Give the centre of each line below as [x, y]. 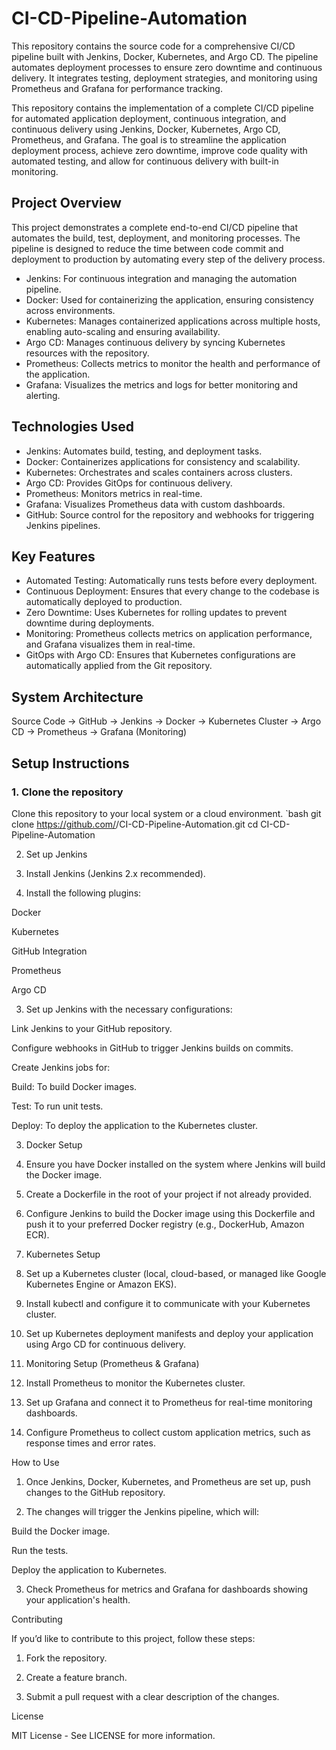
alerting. [43, 395]
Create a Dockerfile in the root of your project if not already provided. [169, 1194]
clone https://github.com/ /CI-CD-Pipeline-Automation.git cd [135, 824]
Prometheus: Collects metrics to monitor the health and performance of [173, 363]
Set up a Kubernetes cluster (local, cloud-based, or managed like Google [176, 1273]
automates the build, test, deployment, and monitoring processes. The [156, 238]
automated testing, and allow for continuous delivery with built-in [145, 161]
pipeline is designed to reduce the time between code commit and [147, 248]
